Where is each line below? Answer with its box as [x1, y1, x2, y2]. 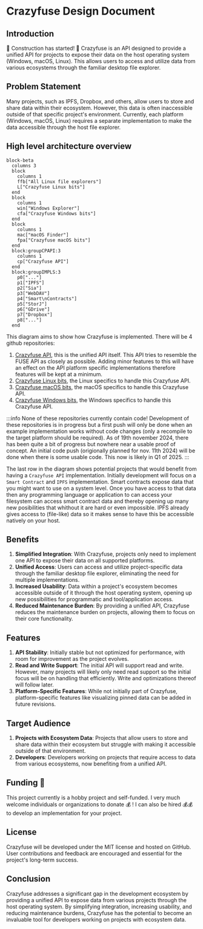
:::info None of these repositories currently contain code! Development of [6, 415, 190, 422]
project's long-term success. [6, 856, 79, 863]
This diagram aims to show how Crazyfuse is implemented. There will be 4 [6, 333, 193, 340]
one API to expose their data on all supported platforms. [15, 557, 155, 564]
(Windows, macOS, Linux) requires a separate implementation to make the [6, 117, 192, 124]
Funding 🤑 [6, 778, 45, 788]
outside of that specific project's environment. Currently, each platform [6, 111, 184, 118]
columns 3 [12, 162, 36, 168]
